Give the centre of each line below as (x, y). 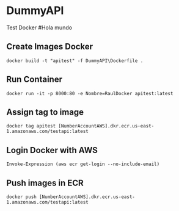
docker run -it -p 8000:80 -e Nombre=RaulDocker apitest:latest (90, 93)
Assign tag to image (45, 112)
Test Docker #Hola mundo (39, 27)
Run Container (35, 80)
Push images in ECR (45, 183)
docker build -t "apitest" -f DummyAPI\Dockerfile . (75, 61)
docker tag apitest (31, 126)
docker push (21, 197)
